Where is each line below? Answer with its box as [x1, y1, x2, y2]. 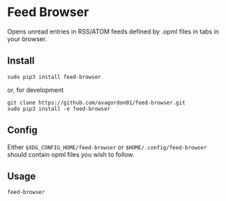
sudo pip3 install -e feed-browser [7, 105, 111, 112]
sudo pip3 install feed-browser [7, 73, 101, 80]
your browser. [7, 34, 47, 43]
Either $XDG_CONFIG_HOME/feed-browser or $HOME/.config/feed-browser [7, 142, 207, 151]
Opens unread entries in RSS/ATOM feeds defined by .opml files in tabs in [7, 27, 220, 36]
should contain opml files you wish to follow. [7, 150, 135, 158]
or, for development [7, 85, 64, 94]
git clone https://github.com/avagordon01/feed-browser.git [7, 99, 186, 106]
